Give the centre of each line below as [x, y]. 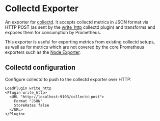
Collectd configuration [40, 68]
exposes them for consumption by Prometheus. [53, 32]
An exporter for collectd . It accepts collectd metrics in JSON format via [77, 22]
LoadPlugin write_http [28, 88]
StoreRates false [32, 105]
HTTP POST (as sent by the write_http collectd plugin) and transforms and [80, 27]
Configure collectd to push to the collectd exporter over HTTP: [68, 79]
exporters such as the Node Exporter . [43, 52]
